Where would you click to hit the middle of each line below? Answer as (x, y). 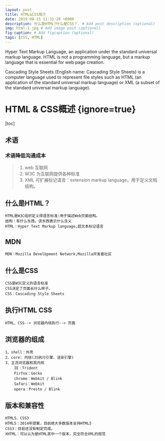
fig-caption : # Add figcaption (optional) (50, 33)
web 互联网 (36, 168)
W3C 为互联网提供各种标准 (52, 174)
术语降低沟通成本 (26, 156)
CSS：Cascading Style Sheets (35, 294)
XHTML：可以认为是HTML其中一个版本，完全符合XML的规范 (55, 434)
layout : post (19, 10)
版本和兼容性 (25, 405)
